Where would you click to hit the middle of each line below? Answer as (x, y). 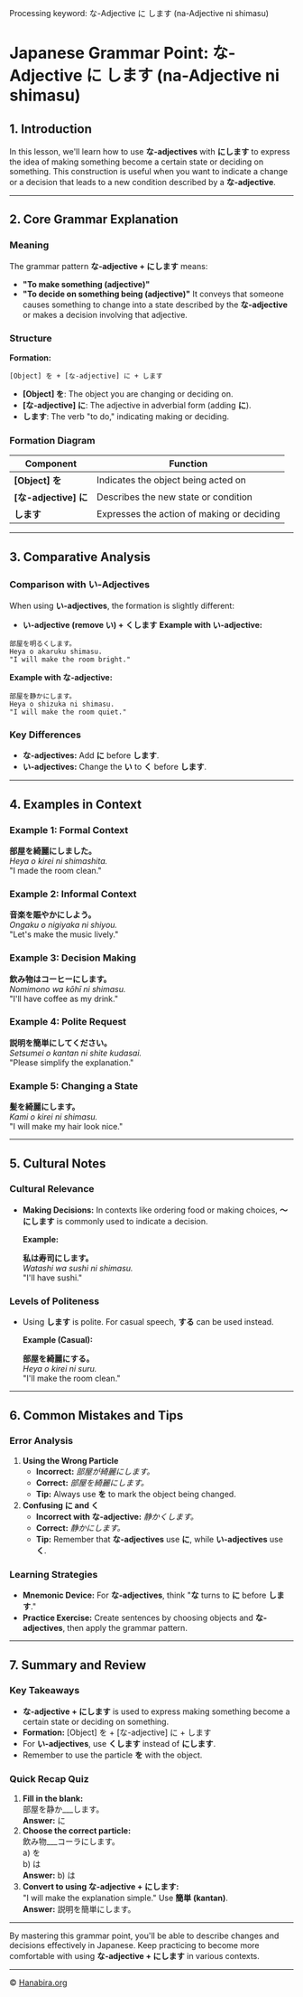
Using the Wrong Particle (70, 1460)
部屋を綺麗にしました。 (53, 850)
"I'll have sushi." (52, 1278)
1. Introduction (50, 129)
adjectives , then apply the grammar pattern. (105, 1628)
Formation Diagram (52, 440)
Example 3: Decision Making (73, 958)
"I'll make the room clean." (71, 1378)
